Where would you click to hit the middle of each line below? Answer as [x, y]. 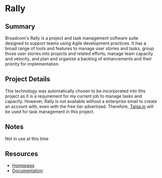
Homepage [23, 165]
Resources [22, 154]
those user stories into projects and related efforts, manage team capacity [79, 53]
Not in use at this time [27, 139]
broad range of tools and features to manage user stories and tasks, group [80, 48]
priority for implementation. [32, 64]
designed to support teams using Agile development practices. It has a [76, 43]
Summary [20, 27]
